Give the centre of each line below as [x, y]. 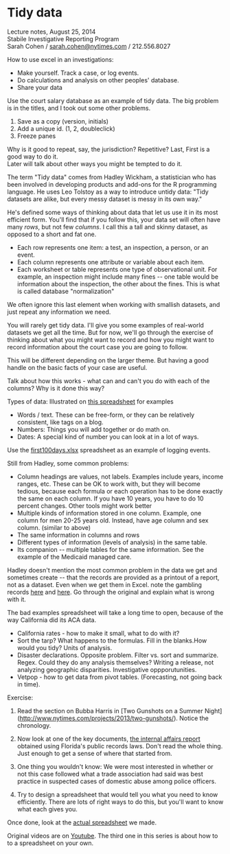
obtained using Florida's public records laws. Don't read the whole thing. [120, 746]
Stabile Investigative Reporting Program [63, 38]
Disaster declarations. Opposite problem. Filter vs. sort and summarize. [118, 655]
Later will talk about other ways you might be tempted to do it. [95, 163]
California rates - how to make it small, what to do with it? [98, 633]
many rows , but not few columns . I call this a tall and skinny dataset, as [107, 227]
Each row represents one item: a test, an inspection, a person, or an [113, 247]
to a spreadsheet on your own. [50, 843]
